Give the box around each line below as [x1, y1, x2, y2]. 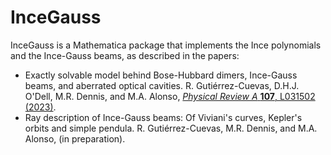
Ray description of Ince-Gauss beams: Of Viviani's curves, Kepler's [24, 111, 303, 123]
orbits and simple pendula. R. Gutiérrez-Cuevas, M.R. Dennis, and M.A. [24, 122, 318, 134]
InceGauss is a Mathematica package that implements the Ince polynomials [10, 39, 322, 51]
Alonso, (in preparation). [24, 132, 126, 145]
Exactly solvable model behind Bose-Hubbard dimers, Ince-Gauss [24, 69, 298, 81]
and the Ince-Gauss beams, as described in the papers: [10, 49, 240, 61]
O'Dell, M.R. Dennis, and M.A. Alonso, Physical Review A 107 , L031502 [24, 90, 316, 102]
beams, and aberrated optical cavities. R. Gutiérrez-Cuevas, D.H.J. [24, 79, 300, 91]
